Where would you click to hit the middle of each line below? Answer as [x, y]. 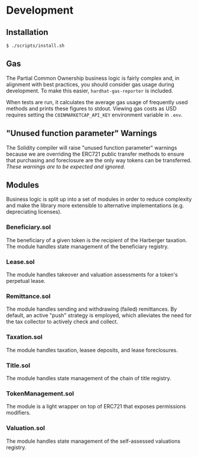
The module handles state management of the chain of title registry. [89, 378]
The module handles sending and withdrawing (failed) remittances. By [92, 309]
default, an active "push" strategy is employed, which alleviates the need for [99, 316]
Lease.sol [20, 262]
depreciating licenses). [34, 212]
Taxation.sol [24, 337]
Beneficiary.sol [29, 227]
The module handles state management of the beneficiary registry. [87, 246]
